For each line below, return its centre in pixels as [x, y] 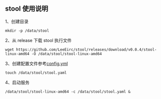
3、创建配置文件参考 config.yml [37, 63]
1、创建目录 [17, 21]
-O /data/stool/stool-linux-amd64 [67, 54]
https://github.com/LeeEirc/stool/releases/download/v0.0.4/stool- [86, 49]
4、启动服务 [17, 82]
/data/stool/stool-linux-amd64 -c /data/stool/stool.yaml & [68, 92]
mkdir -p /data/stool [27, 31]
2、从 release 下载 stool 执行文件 [39, 40]
